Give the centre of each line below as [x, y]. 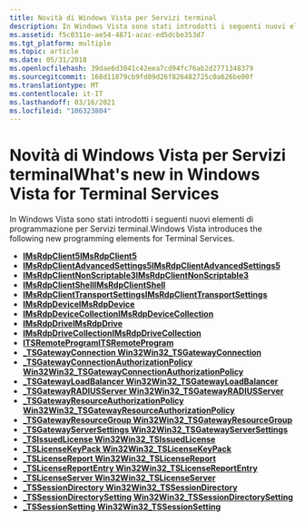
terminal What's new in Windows [135, 175]
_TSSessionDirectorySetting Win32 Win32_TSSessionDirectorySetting [157, 497]
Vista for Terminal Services [114, 194]
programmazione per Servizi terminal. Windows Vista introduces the [136, 229]
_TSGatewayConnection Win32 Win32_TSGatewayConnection [142, 353]
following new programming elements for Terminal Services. [122, 239]
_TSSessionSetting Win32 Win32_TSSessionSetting [122, 507]
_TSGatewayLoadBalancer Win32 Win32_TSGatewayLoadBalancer [150, 381]
